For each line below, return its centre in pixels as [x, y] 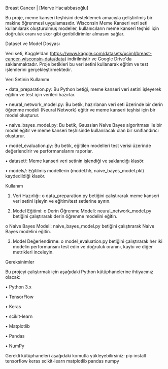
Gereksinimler [20, 262]
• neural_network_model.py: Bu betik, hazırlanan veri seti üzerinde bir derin [84, 104]
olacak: [13, 277]
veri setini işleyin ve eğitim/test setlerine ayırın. [61, 201]
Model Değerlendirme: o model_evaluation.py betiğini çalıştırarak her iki [87, 241]
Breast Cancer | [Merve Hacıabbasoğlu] [47, 8]
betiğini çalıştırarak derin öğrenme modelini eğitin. [65, 216]
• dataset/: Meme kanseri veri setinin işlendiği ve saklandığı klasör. [75, 161]
